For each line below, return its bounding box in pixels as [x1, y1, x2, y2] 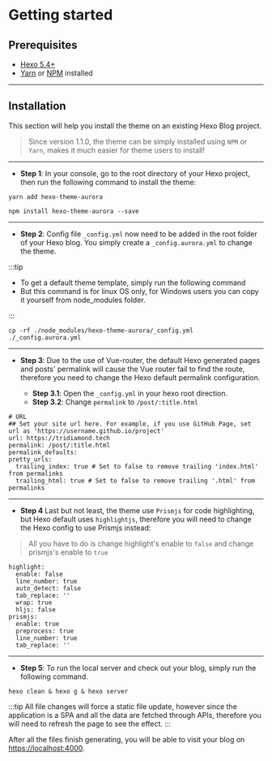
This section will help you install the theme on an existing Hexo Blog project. [8, 120, 262, 131]
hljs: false [15, 605, 57, 614]
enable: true [15, 620, 60, 628]
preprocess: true [15, 627, 74, 635]
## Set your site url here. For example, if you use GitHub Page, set [8, 420, 252, 428]
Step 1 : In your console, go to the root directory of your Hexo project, [19, 168, 251, 178]
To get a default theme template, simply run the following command [19, 278, 246, 288]
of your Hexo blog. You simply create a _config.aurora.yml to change [19, 237, 253, 247]
